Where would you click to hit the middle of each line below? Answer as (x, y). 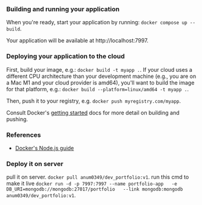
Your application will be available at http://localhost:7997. (77, 41)
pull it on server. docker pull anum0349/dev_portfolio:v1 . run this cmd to (98, 177)
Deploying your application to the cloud (66, 57)
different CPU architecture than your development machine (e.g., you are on (101, 76)
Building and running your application (63, 9)
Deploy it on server (35, 164)
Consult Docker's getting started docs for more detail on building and (93, 113)
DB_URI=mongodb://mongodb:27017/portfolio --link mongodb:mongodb (95, 189)
